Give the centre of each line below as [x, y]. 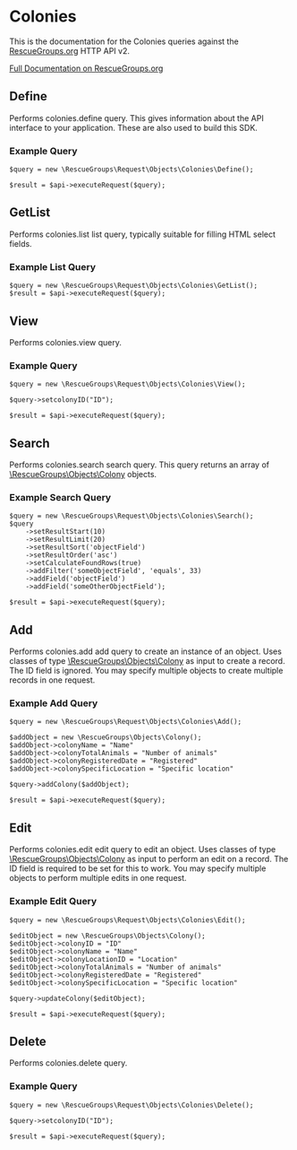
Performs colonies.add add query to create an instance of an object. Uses [145, 651]
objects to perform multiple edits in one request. [98, 878]
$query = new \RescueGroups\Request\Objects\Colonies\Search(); [132, 516]
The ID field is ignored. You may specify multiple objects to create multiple [146, 671]
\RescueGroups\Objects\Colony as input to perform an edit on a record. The [149, 859]
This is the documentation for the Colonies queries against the [124, 41]
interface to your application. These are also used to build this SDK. [133, 127]
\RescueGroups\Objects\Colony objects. [83, 475]
